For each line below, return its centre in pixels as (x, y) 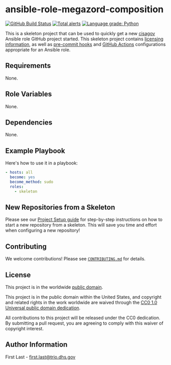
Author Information (36, 345)
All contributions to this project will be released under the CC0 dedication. (83, 318)
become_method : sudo (32, 182)
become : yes (23, 177)
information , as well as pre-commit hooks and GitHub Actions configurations (85, 44)
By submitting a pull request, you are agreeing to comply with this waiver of (84, 323)
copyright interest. (25, 328)
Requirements (28, 66)
